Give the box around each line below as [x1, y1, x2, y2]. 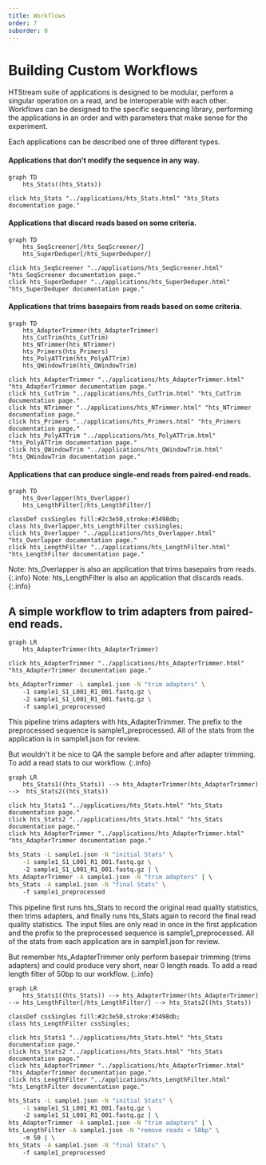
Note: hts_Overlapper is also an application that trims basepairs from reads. [8, 564, 257, 574]
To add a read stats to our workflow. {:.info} [8, 758, 152, 768]
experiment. [8, 122, 48, 131]
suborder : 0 [8, 26, 48, 34]
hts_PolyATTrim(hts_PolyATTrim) [22, 354, 130, 363]
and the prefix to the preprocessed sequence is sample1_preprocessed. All [8, 928, 254, 938]
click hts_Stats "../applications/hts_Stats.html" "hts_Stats [8, 194, 220, 203]
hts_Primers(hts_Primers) [22, 347, 109, 356]
